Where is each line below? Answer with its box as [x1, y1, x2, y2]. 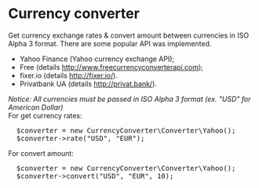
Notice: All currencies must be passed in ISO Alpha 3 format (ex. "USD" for [8, 94, 251, 103]
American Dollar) [8, 103, 64, 112]
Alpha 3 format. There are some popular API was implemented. [8, 38, 212, 48]
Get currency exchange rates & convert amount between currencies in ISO [8, 31, 250, 40]
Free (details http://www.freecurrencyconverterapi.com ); [19, 62, 204, 71]
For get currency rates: [8, 110, 82, 120]
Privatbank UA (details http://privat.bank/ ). [19, 79, 157, 89]
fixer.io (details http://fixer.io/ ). [19, 70, 118, 80]
